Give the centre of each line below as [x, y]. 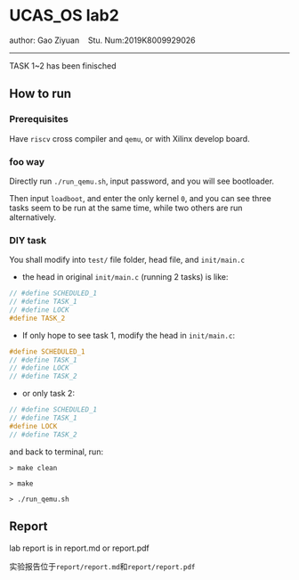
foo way [27, 161]
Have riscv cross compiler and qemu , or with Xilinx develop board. [130, 138]
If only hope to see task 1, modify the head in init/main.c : [129, 335]
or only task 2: [48, 394]
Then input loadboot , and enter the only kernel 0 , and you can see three [140, 198]
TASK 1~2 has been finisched [63, 65]
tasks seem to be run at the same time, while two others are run [126, 208]
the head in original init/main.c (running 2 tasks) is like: [125, 277]
